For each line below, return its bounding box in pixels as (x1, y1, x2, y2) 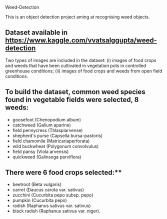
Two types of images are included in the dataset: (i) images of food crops (5, 57, 156, 63)
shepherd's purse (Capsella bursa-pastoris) (12, 132, 103, 138)
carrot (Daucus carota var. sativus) (12, 187, 84, 193)
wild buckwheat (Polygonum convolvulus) (12, 143, 99, 149)
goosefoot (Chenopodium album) (12, 116, 81, 122)
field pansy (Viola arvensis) (12, 148, 69, 154)
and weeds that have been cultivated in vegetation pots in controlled (5, 62, 146, 68)
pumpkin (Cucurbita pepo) (12, 197, 67, 203)
